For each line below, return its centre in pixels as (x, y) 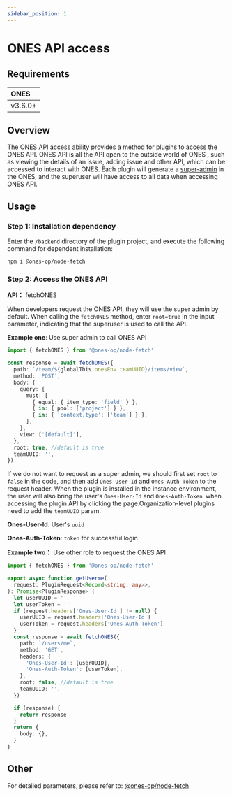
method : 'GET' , (42, 650)
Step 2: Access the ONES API (57, 279)
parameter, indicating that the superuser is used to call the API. (98, 324)
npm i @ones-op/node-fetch (46, 262)
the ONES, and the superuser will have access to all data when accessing (113, 177)
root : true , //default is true (59, 447)
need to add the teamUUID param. (54, 511)
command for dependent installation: (60, 249)
